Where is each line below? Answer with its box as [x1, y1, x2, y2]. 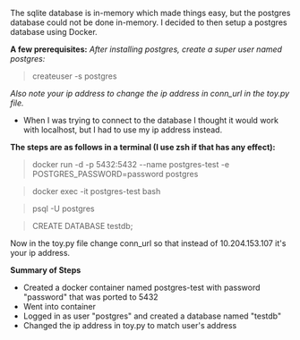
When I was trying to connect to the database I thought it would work [22, 115, 279, 125]
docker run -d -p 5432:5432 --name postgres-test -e [31, 159, 230, 169]
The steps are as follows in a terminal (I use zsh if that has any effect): [10, 142, 276, 152]
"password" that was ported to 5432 [22, 292, 159, 302]
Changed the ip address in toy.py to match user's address [22, 320, 237, 330]
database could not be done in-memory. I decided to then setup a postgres [10, 17, 287, 28]
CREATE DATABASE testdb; [31, 221, 133, 231]
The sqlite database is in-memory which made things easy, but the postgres [10, 8, 291, 18]
